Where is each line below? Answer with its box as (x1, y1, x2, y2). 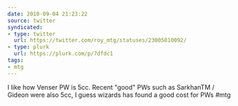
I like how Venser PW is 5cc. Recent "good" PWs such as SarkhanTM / (7, 83, 215, 91)
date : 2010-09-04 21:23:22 (7, 10, 88, 18)
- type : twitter (7, 30, 56, 38)
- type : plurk (7, 43, 50, 51)
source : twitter (7, 17, 56, 24)
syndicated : (7, 23, 43, 31)
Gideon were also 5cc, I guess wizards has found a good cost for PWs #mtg (7, 90, 231, 99)
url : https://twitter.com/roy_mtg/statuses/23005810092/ (14, 37, 187, 44)
